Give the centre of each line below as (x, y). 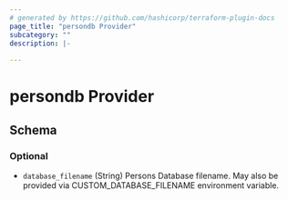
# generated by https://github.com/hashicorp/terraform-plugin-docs (142, 18)
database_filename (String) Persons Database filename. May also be (150, 175)
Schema (33, 130)
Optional (29, 155)
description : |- (40, 43)
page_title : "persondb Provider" (73, 26)
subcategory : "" (40, 35)
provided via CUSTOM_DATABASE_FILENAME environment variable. (151, 185)
